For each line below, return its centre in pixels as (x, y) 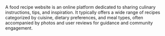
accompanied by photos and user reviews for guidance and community (79, 23)
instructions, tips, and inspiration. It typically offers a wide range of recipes (83, 12)
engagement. (19, 28)
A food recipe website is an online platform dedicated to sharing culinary (80, 7)
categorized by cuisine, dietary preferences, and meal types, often (74, 18)
